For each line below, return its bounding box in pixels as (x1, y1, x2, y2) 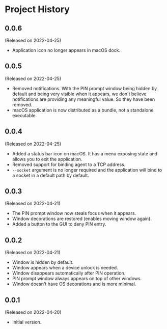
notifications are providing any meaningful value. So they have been (12, 96, 155, 102)
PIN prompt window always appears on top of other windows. (12, 276, 142, 282)
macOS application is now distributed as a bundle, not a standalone (12, 107, 154, 113)
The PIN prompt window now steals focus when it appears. (12, 210, 136, 216)
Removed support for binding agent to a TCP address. (12, 161, 126, 168)
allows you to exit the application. (12, 156, 82, 162)
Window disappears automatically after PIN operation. (12, 270, 126, 276)
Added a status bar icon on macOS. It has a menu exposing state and (12, 150, 158, 156)
